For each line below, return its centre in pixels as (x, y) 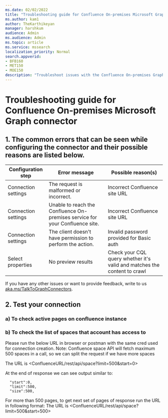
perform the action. (71, 244)
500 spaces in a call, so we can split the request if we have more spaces (80, 354)
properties (20, 265)
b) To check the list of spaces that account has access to (75, 332)
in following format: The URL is (37, 406)
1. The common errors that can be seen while (76, 140)
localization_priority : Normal (38, 52)
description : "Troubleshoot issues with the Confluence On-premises (78, 75)
